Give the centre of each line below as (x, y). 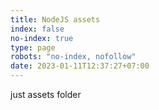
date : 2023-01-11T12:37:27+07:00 (80, 66)
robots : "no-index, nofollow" (73, 57)
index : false (37, 29)
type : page (33, 47)
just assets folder (46, 94)
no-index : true (42, 38)
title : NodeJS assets (55, 19)
